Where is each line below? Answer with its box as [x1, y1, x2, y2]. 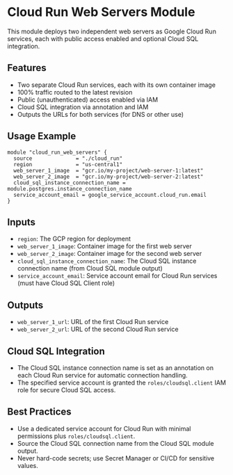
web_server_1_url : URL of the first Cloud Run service [17, 318, 169, 326]
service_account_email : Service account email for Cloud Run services [17, 272, 218, 280]
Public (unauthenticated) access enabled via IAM [17, 95, 159, 104]
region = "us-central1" [13, 161, 123, 168]
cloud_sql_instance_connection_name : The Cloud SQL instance [17, 257, 197, 265]
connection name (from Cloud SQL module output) [17, 264, 163, 273]
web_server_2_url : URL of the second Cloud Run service [17, 325, 179, 334]
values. [17, 461, 38, 469]
